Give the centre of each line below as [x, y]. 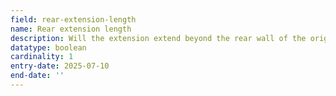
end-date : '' [37, 76]
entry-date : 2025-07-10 [60, 66]
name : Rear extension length [71, 29]
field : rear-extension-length [73, 19]
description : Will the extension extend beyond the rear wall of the [158, 38]
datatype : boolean [48, 47]
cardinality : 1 [42, 57]
